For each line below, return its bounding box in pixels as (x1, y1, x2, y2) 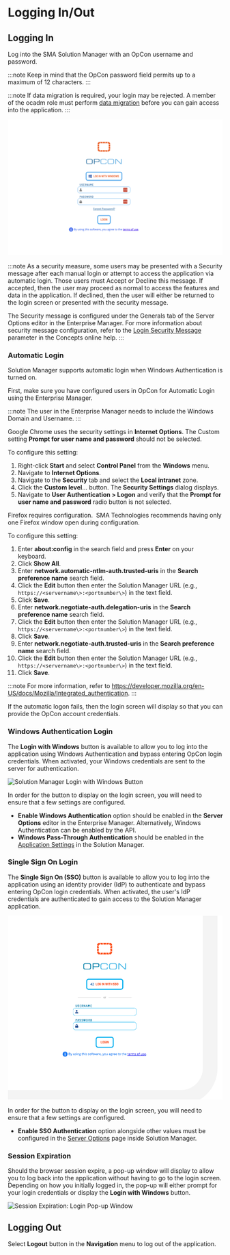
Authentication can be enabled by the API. (17, 826, 136, 834)
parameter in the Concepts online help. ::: (8, 333, 125, 342)
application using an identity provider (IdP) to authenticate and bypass (8, 880, 205, 888)
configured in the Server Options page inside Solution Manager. (17, 1134, 197, 1142)
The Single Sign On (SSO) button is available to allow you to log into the (8, 873, 210, 881)
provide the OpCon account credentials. (8, 710, 120, 718)
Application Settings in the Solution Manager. (17, 840, 145, 848)
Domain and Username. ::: (8, 414, 81, 422)
